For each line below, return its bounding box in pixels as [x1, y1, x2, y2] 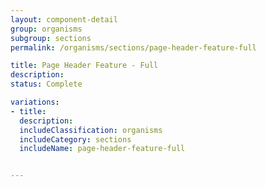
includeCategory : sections [19, 134, 132, 145]
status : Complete [10, 79, 83, 90]
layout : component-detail [10, 14, 118, 25]
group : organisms [10, 24, 83, 34]
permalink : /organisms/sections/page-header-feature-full [10, 42, 257, 53]
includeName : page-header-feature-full [19, 144, 186, 154]
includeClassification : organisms [19, 125, 163, 135]
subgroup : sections [10, 33, 92, 43]
